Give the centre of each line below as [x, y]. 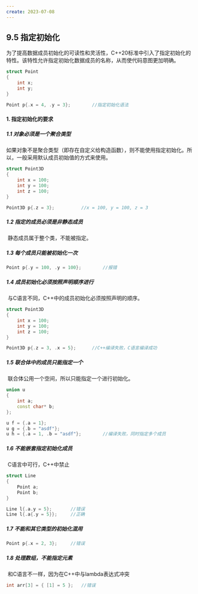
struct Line [21, 476]
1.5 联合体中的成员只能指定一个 [45, 362]
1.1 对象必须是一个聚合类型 [39, 134]
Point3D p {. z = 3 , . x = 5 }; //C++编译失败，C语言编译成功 [82, 348]
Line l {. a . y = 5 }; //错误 [46, 509]
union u [16, 390]
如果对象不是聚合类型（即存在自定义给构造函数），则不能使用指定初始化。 [97, 150]
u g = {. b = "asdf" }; [33, 428]
